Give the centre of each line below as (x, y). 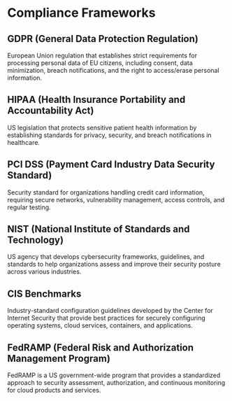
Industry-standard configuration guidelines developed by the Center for (110, 311)
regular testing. (29, 207)
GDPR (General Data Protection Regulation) (103, 39)
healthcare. (24, 142)
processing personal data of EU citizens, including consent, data (100, 63)
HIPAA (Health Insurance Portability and (96, 100)
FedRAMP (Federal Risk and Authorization (101, 347)
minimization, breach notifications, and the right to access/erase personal (113, 70)
